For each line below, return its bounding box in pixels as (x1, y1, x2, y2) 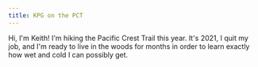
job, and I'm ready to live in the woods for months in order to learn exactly (8, 41, 250, 51)
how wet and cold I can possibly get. (8, 50, 129, 59)
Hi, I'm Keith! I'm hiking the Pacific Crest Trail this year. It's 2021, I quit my (8, 33, 248, 43)
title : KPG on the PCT (8, 11, 83, 20)
